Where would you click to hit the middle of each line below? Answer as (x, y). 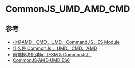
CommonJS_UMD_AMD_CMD (68, 9)
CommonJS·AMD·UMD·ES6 (41, 60)
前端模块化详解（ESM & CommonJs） (52, 55)
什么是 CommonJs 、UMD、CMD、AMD (55, 48)
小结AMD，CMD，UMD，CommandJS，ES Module (66, 42)
